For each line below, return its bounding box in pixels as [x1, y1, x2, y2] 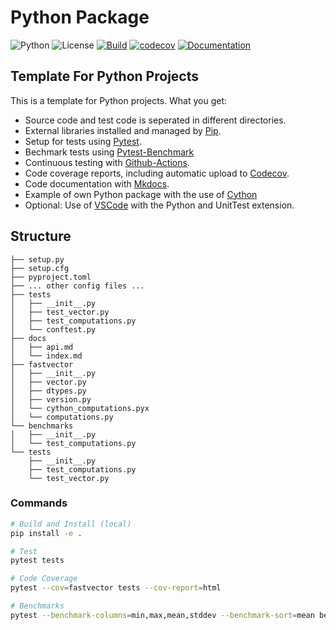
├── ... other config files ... [10, 281, 145, 291]
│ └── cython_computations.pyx [10, 403, 150, 413]
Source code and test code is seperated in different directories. [24, 114, 287, 126]
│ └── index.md [10, 351, 83, 361]
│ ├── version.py [10, 394, 92, 405]
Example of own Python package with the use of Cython [24, 188, 258, 200]
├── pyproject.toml [10, 272, 92, 282]
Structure [10, 228, 72, 245]
